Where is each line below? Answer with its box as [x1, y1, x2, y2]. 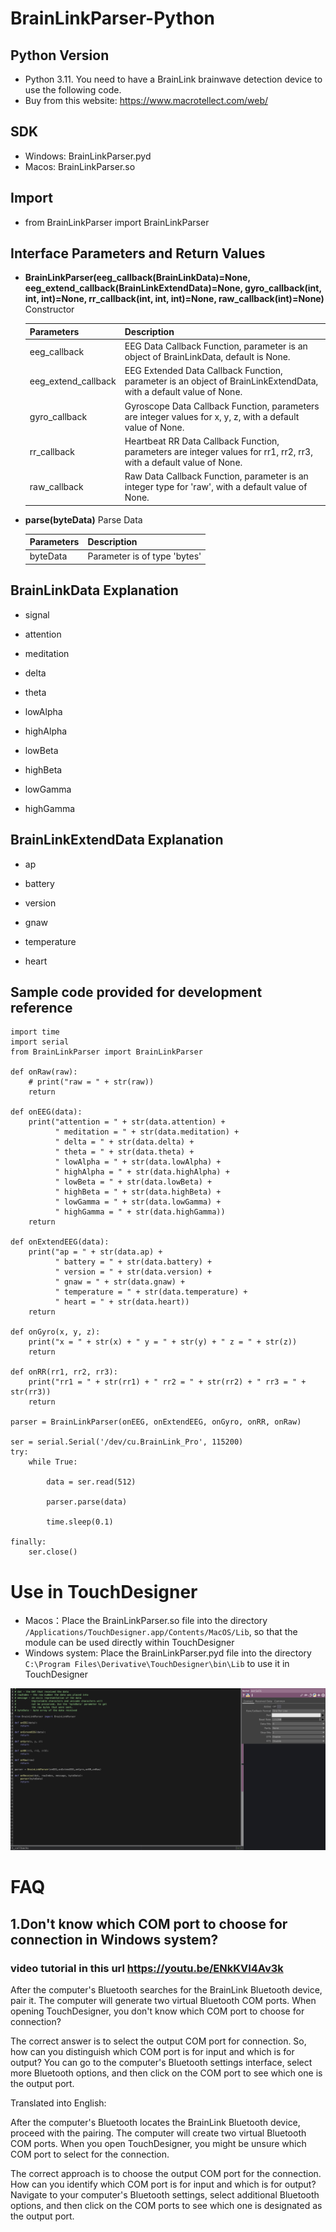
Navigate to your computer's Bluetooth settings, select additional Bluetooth [10, 2189, 320, 2201]
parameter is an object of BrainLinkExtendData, [124, 375, 319, 387]
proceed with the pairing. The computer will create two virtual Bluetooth [10, 2127, 307, 2139]
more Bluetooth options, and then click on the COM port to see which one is [10, 2067, 323, 2079]
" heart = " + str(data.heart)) [54, 1297, 190, 1307]
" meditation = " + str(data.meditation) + [54, 1127, 240, 1137]
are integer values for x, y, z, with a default [124, 410, 300, 422]
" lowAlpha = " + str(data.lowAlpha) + [54, 1157, 222, 1167]
